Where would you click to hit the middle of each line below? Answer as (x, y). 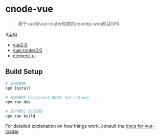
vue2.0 (20, 44)
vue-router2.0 (27, 50)
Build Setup (24, 72)
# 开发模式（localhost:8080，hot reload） (49, 98)
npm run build (20, 116)
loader (12, 131)
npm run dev (18, 102)
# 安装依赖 (15, 83)
